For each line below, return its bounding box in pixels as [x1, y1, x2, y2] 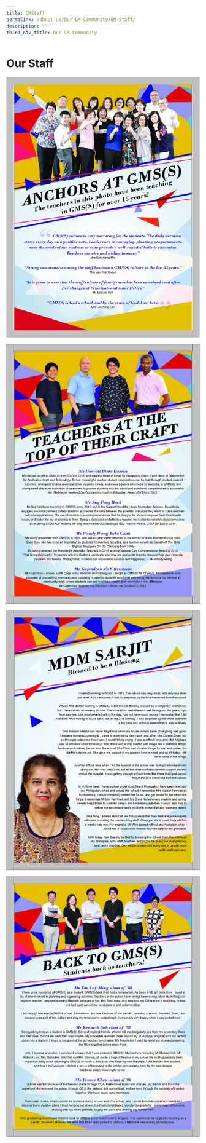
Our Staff [6, 57, 54, 71]
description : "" [6, 23, 48, 29]
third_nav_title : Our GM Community [6, 30, 97, 36]
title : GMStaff [6, 10, 45, 16]
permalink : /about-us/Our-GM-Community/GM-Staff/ [6, 16, 136, 23]
